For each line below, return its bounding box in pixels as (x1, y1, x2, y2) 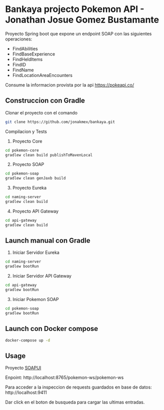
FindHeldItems (12, 56, 43, 62)
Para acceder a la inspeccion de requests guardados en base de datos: (5, 384, 152, 390)
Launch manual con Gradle (5, 236, 90, 245)
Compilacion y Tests (5, 128, 47, 134)
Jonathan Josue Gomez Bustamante (5, 14, 159, 25)
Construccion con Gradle (5, 96, 85, 105)
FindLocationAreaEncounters (12, 72, 72, 78)
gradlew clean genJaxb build (5, 176, 66, 181)
